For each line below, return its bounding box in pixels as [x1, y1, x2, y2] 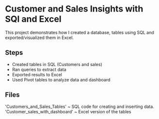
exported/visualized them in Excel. [5, 35, 74, 40]
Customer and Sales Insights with [5, 3, 143, 14]
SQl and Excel [5, 13, 62, 25]
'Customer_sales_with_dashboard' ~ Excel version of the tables [5, 108, 131, 114]
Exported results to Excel [12, 71, 62, 78]
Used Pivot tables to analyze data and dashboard [12, 77, 111, 82]
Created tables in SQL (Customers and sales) [12, 61, 103, 67]
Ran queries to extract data [12, 66, 66, 72]
